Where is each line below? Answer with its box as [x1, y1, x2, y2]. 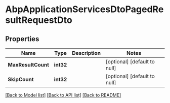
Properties [5, 35, 39, 43]
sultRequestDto [5, 14, 72, 26]
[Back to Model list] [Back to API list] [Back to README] [5, 92, 121, 98]
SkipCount [8, 76, 34, 83]
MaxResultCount [8, 61, 50, 68]
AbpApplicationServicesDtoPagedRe [5, 4, 164, 15]
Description [71, 50, 101, 56]
